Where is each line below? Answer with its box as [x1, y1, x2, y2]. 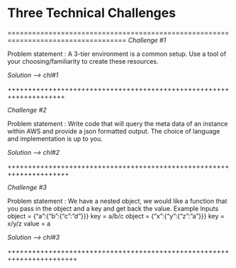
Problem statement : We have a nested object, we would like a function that [7, 197, 227, 205]
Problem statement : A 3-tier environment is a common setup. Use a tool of [7, 49, 227, 58]
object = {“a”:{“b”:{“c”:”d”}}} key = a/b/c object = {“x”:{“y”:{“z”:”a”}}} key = [7, 211, 225, 220]
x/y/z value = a [7, 219, 51, 228]
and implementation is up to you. [7, 134, 103, 143]
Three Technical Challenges [7, 5, 176, 21]
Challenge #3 [7, 182, 47, 192]
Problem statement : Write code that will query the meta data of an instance [7, 119, 228, 128]
